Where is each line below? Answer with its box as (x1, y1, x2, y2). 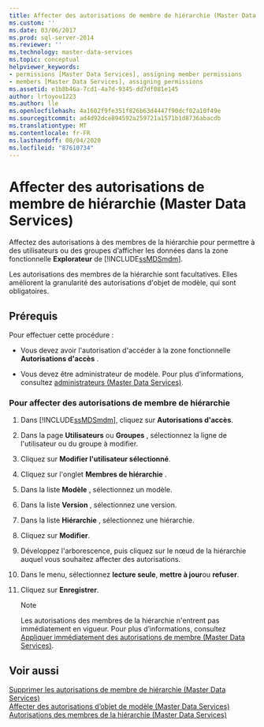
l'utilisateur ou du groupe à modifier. (20, 439, 139, 449)
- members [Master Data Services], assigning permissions (9, 77, 203, 85)
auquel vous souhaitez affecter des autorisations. (20, 555, 180, 564)
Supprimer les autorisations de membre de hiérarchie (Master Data (9, 685, 226, 695)
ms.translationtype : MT (9, 122, 87, 130)
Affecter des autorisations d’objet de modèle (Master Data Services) (9, 702, 230, 711)
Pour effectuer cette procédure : (9, 330, 114, 340)
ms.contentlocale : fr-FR (9, 129, 91, 137)
